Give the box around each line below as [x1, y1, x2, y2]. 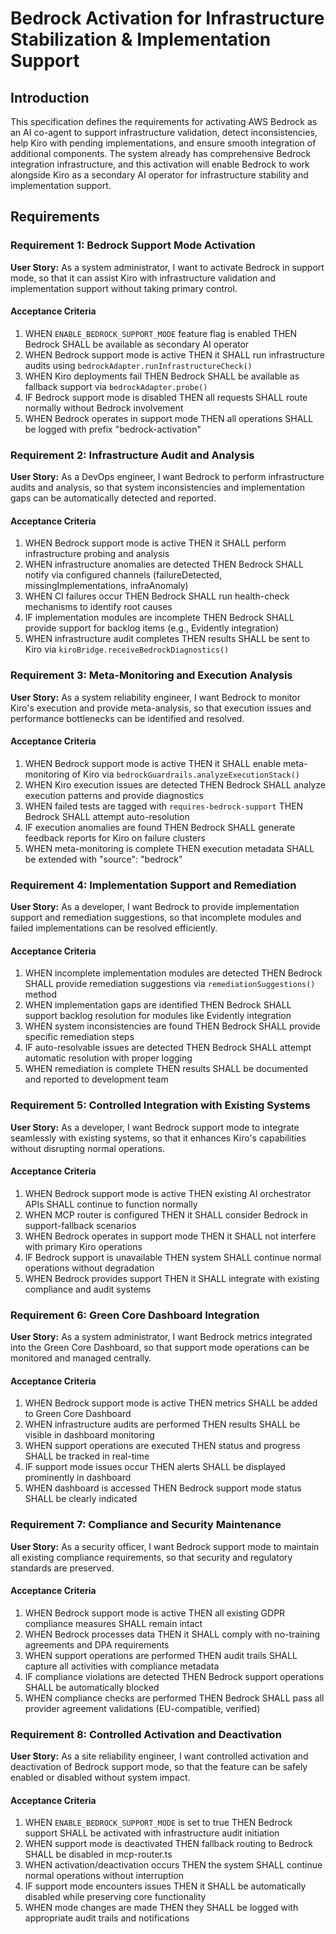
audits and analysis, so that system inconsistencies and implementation [10, 482, 305, 494]
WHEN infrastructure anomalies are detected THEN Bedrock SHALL [24, 558, 304, 571]
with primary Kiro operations [24, 1240, 143, 1252]
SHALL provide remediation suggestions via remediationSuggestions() [24, 978, 316, 990]
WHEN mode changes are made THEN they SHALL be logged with [24, 1902, 299, 1914]
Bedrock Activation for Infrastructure [10, 7, 325, 30]
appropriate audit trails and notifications [24, 1912, 190, 1924]
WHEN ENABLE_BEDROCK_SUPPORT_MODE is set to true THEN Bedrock [24, 1817, 293, 1829]
